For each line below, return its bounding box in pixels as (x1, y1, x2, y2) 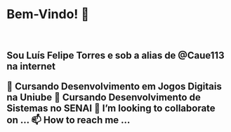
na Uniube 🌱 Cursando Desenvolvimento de (6, 91, 201, 103)
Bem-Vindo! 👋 (6, 6, 89, 22)
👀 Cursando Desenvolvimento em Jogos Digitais (6, 80, 222, 93)
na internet (6, 61, 55, 73)
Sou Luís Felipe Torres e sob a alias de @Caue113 (6, 50, 225, 61)
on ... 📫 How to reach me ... (6, 115, 131, 126)
